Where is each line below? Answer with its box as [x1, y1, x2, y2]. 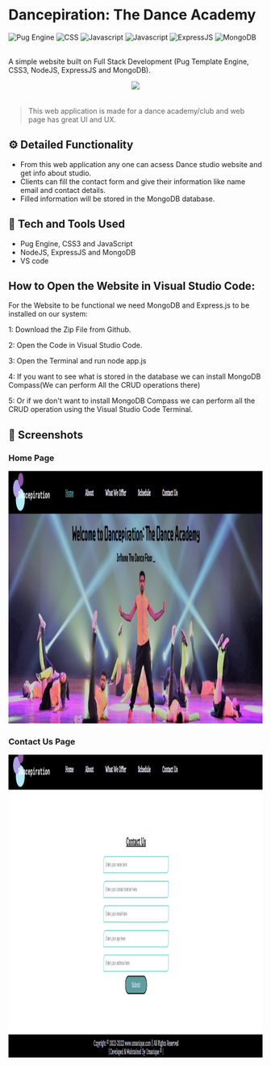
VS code [19, 256, 49, 266]
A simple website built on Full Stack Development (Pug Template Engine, [8, 57, 249, 66]
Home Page [8, 452, 55, 464]
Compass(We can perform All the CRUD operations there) [8, 380, 201, 390]
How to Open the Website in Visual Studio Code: [8, 279, 256, 292]
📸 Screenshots [8, 428, 84, 442]
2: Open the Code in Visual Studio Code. [8, 341, 143, 350]
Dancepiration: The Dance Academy [8, 6, 256, 24]
